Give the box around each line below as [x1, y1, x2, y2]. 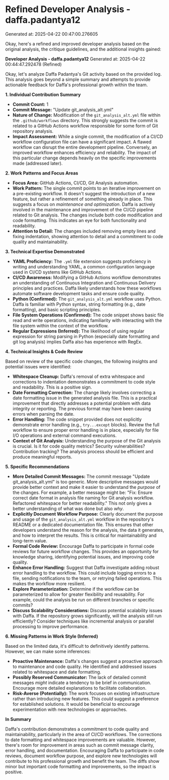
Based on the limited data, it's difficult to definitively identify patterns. [5, 643, 150, 649]
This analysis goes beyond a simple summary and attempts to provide [5, 76, 151, 82]
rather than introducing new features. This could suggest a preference [12, 695, 159, 702]
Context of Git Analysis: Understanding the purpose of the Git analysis [12, 437, 161, 443]
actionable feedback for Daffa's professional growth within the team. [5, 82, 148, 88]
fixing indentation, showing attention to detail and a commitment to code [12, 233, 163, 239]
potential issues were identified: [5, 363, 72, 369]
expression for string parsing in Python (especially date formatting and [12, 333, 160, 339]
